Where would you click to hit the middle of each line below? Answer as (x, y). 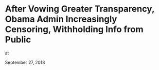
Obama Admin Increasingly (61, 19)
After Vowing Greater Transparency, (80, 9)
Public (18, 40)
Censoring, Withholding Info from (74, 29)
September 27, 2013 (25, 62)
